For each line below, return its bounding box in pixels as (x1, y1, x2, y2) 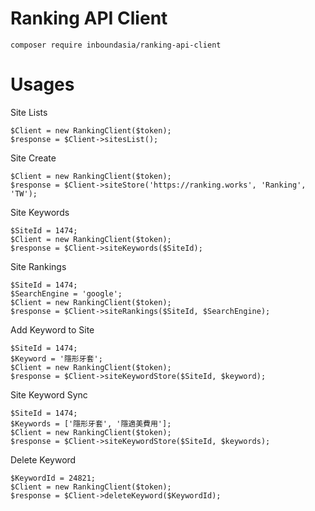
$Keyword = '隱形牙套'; (10, 353, 103, 364)
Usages (10, 73, 75, 96)
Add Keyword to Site (10, 323, 95, 336)
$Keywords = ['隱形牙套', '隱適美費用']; (10, 418, 172, 429)
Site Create (10, 152, 57, 164)
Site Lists (10, 106, 48, 118)
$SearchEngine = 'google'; (10, 288, 123, 299)
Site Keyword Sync (10, 388, 88, 401)
